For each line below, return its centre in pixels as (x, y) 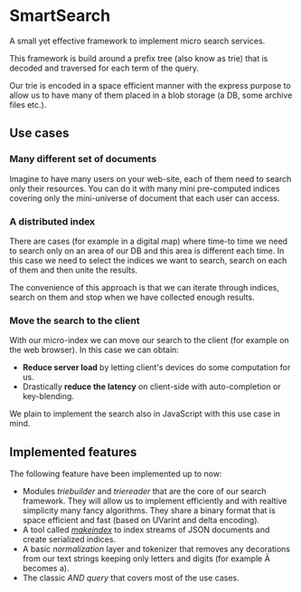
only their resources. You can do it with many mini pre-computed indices (145, 188)
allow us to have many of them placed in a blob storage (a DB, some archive (151, 95)
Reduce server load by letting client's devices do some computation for (156, 368)
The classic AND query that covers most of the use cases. (131, 578)
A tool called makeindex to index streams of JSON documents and (146, 530)
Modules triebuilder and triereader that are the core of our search (144, 492)
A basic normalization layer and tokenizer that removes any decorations (156, 549)
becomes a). (46, 568)
